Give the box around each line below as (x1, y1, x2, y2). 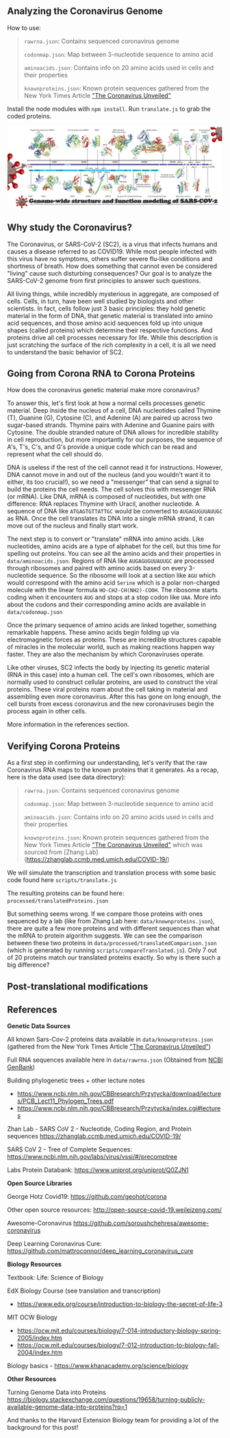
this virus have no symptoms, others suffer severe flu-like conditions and (7, 254, 213, 263)
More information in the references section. (7, 720, 130, 729)
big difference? (7, 961, 50, 969)
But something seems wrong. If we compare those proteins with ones (7, 910, 203, 918)
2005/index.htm (16, 1334, 63, 1342)
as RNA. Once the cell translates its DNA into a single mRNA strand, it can (7, 514, 215, 523)
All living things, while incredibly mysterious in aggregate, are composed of (7, 289, 219, 297)
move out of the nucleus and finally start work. (7, 522, 139, 530)
